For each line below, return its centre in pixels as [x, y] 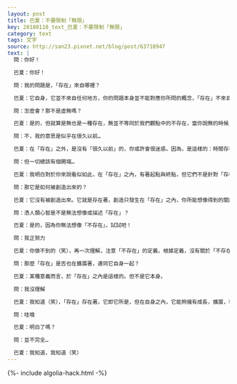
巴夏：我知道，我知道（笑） [48, 353]
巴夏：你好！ [30, 72]
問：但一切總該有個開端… [44, 162]
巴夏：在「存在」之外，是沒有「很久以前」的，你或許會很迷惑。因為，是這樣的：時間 [119, 149]
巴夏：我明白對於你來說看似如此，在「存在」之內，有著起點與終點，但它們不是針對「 [119, 174]
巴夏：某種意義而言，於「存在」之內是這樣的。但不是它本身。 [90, 276]
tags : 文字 [22, 40]
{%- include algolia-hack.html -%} [57, 373]
